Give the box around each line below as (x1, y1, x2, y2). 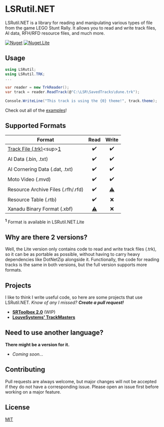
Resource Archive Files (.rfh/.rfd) (7, 186, 84, 193)
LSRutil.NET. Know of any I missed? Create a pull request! (5, 300, 124, 305)
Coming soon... (12, 351, 43, 357)
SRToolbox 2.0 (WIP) (12, 309, 56, 315)
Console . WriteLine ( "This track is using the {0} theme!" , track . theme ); (5, 98, 158, 104)
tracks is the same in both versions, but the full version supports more (5, 262, 147, 268)
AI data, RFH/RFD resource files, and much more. (5, 30, 105, 36)
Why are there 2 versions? (5, 233, 88, 242)
